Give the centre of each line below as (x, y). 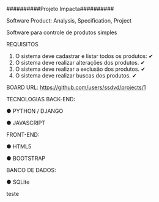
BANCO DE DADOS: (31, 170)
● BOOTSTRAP (26, 158)
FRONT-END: (23, 135)
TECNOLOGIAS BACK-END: (41, 99)
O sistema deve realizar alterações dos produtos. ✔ (80, 63)
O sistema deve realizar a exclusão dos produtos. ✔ (80, 69)
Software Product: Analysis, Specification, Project (69, 20)
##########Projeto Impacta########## (60, 9)
